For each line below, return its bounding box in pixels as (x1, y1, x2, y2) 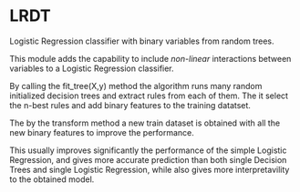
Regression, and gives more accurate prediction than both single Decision (9, 154, 287, 165)
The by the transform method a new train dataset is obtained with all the (9, 117, 281, 128)
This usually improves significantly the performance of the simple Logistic (9, 145, 287, 156)
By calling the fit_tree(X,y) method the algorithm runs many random (9, 80, 263, 91)
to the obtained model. (9, 174, 95, 185)
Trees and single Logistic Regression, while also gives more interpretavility (9, 164, 290, 175)
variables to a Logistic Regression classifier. (9, 63, 175, 74)
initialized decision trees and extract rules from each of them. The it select (9, 90, 289, 101)
